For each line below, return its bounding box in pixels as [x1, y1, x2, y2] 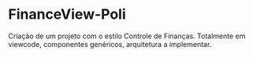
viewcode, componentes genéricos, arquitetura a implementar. [8, 39, 212, 48]
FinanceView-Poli [8, 5, 126, 23]
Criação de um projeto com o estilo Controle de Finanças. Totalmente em [8, 31, 246, 41]
